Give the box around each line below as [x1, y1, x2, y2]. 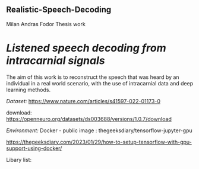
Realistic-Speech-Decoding [6, 5, 112, 15]
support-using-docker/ [6, 145, 62, 152]
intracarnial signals [6, 54, 105, 67]
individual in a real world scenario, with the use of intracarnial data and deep [6, 79, 194, 87]
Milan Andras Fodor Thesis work [6, 20, 86, 27]
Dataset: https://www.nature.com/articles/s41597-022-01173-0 [6, 97, 160, 104]
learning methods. [6, 86, 51, 93]
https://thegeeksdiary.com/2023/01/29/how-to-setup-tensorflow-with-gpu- [6, 138, 192, 145]
